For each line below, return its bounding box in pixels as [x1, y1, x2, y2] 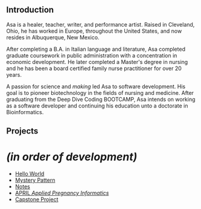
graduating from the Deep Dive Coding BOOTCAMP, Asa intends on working [6, 95, 196, 103]
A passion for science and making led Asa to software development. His [6, 83, 186, 90]
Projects [6, 126, 39, 137]
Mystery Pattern [14, 176, 56, 184]
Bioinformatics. [6, 108, 44, 115]
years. [6, 71, 22, 78]
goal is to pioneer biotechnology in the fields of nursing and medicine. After [6, 89, 194, 96]
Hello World [14, 170, 45, 178]
